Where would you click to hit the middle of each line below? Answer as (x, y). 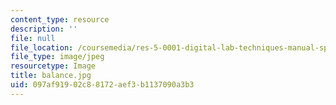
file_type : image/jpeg (57, 57)
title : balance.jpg (51, 76)
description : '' (44, 29)
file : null (33, 38)
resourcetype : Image (53, 66)
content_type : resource (60, 19)
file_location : (42, 47)
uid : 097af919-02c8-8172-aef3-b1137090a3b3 (102, 85)
